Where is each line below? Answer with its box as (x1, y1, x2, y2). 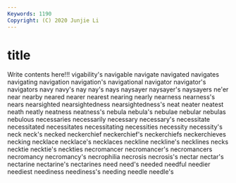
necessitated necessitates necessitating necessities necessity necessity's (7, 122, 223, 131)
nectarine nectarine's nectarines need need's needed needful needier (7, 160, 211, 169)
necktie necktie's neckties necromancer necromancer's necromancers (7, 145, 213, 153)
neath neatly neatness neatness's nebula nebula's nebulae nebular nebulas (7, 108, 227, 116)
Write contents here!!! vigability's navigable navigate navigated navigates (7, 70, 220, 79)
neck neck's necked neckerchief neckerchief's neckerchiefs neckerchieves (7, 130, 227, 139)
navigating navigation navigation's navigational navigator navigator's (7, 78, 206, 87)
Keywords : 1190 (7, 10, 52, 18)
